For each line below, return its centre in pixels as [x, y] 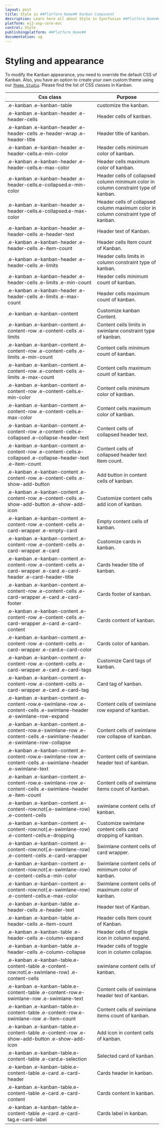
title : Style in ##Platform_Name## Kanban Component [60, 14]
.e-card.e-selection [64, 1059]
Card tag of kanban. [120, 684]
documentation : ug [24, 37]
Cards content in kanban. [126, 1093]
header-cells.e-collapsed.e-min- [47, 185]
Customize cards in [119, 542]
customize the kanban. [123, 105]
